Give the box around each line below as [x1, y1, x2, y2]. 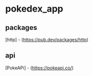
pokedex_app [5, 3, 64, 15]
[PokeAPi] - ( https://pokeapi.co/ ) [5, 64, 74, 71]
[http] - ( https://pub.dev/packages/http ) [5, 36, 89, 43]
